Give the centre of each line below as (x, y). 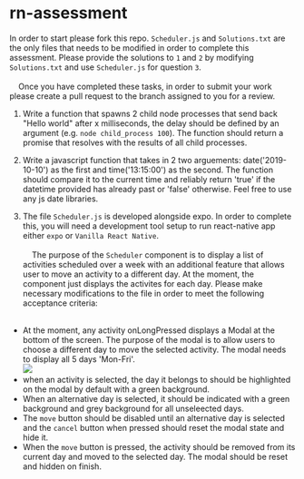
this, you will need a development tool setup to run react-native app (149, 226)
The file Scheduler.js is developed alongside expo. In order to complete (157, 216)
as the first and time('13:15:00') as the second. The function (162, 170)
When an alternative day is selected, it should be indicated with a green (156, 398)
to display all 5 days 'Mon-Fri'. (79, 359)
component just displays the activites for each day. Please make (142, 283)
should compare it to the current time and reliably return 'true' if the (149, 179)
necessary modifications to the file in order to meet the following (143, 293)
